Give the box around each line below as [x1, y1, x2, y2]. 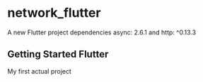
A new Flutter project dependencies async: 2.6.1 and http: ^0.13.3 [7, 28, 197, 36]
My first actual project [7, 67, 72, 75]
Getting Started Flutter [7, 48, 109, 60]
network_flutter [7, 5, 101, 21]
